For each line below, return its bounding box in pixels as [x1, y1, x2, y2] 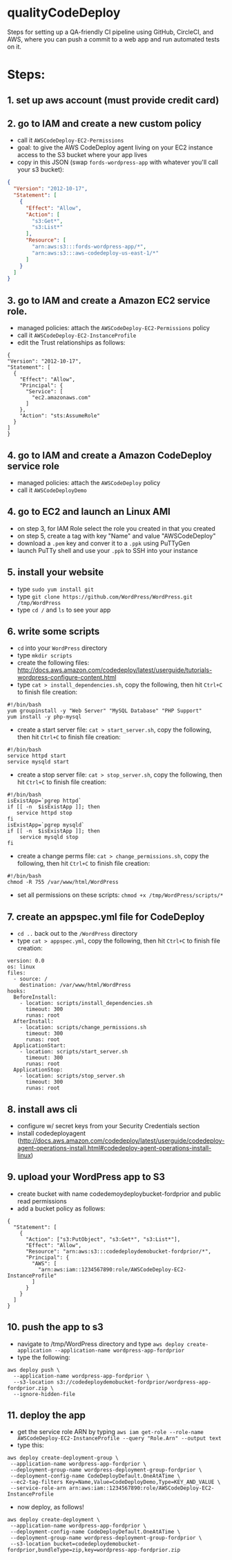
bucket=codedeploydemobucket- [53, 1541, 140, 1548]
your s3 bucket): [17, 165, 64, 174]
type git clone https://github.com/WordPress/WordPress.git [17, 592, 193, 600]
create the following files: [17, 659, 90, 667]
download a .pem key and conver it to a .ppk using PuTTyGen [17, 538, 191, 547]
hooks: [7, 988, 26, 995]
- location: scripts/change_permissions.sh [19, 1024, 147, 1031]
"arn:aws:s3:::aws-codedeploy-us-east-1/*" [32, 249, 159, 257]
